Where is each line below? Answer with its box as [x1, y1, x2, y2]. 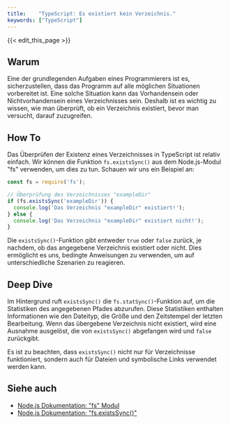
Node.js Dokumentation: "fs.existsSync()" [17, 409, 137, 417]
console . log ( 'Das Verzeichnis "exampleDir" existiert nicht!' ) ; [13, 217, 204, 224]
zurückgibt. [7, 334, 40, 342]
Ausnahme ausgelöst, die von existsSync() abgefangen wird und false [7, 327, 212, 335]
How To [7, 132, 41, 144]
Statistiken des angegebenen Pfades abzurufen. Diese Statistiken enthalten [7, 305, 224, 313]
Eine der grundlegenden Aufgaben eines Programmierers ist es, [7, 75, 190, 83]
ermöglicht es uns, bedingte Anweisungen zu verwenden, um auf [7, 251, 195, 259]
